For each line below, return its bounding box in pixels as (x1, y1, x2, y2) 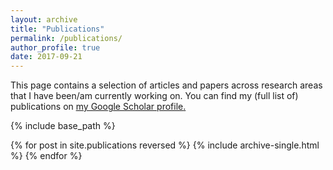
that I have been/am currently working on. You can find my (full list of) (10, 90, 299, 102)
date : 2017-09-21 (10, 52, 83, 62)
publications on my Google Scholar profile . (10, 101, 187, 113)
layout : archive (10, 14, 78, 25)
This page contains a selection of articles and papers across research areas (10, 79, 323, 91)
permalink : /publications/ (10, 33, 123, 43)
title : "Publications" (10, 24, 105, 34)
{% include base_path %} (10, 120, 116, 132)
